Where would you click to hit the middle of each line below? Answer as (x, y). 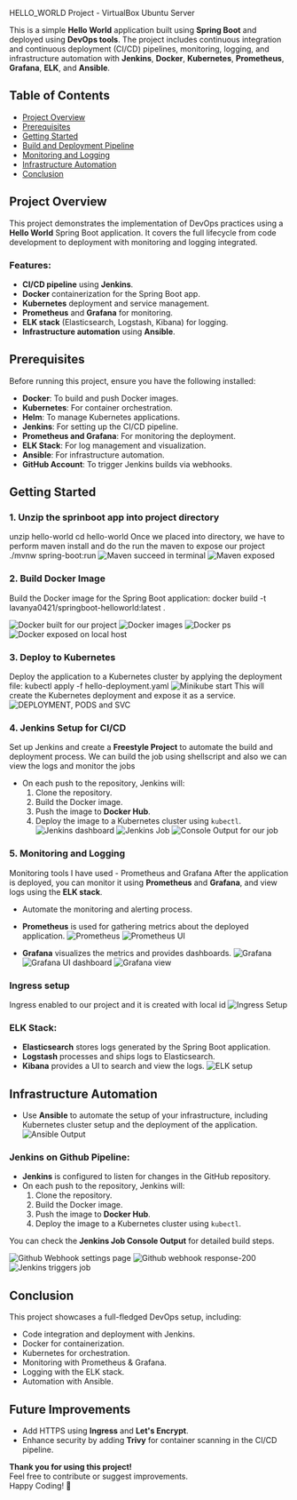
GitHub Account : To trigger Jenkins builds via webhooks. (127, 464)
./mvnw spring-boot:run (53, 555)
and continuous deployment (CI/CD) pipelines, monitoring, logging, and (140, 49)
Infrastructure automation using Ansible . (98, 331)
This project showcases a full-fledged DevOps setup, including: (125, 1317)
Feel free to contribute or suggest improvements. (99, 1476)
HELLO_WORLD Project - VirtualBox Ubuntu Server (102, 13)
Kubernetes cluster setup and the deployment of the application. (140, 1125)
